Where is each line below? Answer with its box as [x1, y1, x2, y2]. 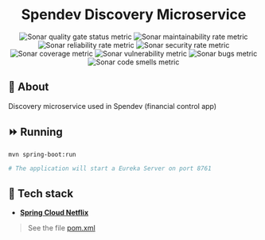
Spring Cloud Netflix [19, 208, 89, 218]
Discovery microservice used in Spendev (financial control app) [8, 101, 217, 110]
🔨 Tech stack [8, 187, 74, 200]
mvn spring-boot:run [8, 150, 77, 158]
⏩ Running [8, 126, 64, 139]
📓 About [8, 80, 49, 94]
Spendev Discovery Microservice [21, 6, 247, 24]
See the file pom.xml [27, 223, 95, 233]
